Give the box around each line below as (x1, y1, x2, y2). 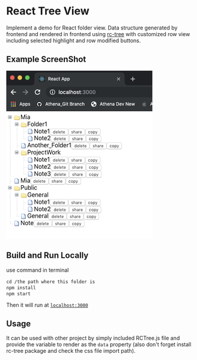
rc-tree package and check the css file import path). (6, 347, 136, 355)
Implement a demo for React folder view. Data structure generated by (6, 24, 178, 31)
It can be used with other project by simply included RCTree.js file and (6, 335, 180, 342)
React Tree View (6, 4, 90, 18)
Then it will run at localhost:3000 (6, 301, 88, 308)
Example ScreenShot (6, 54, 86, 64)
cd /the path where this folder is (6, 278, 95, 285)
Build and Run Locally (6, 251, 89, 261)
